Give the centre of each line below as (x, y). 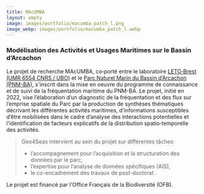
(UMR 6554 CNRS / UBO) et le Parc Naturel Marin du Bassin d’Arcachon (97, 77)
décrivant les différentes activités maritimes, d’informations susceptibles (98, 110)
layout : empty (24, 18)
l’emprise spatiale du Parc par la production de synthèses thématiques (95, 104)
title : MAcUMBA (26, 12)
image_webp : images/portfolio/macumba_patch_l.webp (73, 29)
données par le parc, (56, 160)
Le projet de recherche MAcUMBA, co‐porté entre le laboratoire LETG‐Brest (101, 71)
